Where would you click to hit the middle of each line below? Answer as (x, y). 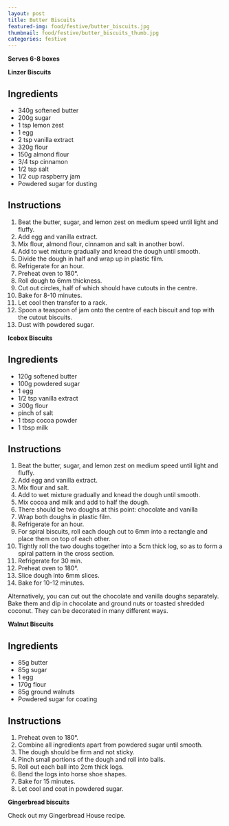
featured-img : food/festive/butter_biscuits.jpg (79, 26)
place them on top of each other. (64, 539)
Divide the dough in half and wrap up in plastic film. (90, 259)
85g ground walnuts (46, 692)
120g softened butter (47, 376)
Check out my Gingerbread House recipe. (67, 815)
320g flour (33, 147)
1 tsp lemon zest (41, 125)
